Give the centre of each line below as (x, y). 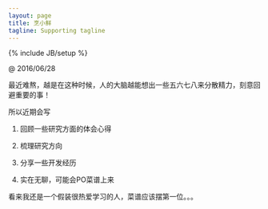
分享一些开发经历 (48, 163)
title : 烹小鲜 (30, 23)
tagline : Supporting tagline (57, 30)
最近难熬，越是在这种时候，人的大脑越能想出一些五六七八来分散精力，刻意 (131, 85)
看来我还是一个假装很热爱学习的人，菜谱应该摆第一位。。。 (103, 197)
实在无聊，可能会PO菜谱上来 (67, 179)
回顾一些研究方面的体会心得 (66, 129)
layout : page (30, 16)
